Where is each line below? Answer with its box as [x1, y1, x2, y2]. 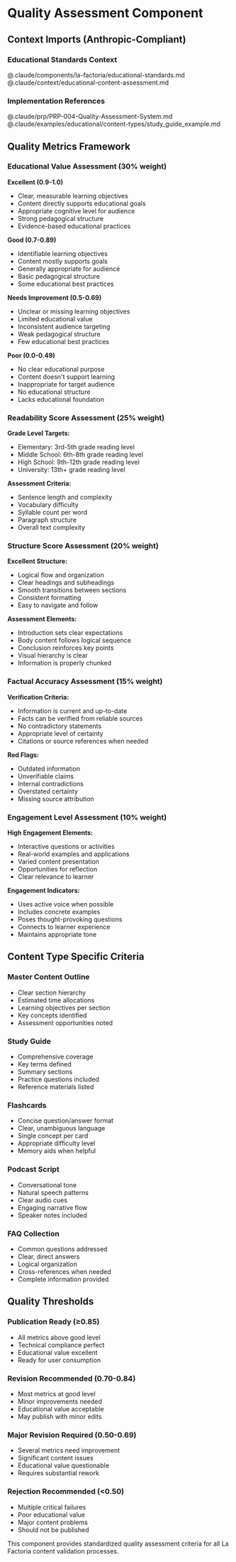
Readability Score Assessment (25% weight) [7, 412, 165, 422]
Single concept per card [17, 1132, 89, 1140]
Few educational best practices [17, 337, 110, 346]
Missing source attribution [17, 794, 94, 803]
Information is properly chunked [17, 659, 112, 668]
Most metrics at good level [17, 1389, 96, 1398]
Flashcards [7, 1100, 47, 1110]
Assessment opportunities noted [17, 1018, 113, 1027]
